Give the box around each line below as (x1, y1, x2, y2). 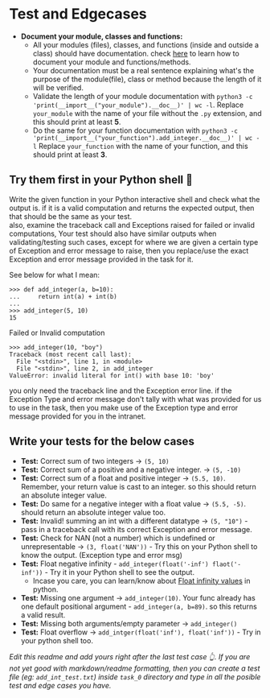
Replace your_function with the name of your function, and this (38, 141, 248, 151)
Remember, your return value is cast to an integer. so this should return (20, 481, 256, 491)
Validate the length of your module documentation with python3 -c (32, 91, 253, 101)
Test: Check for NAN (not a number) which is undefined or (20, 533, 215, 543)
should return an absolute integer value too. (20, 507, 166, 517)
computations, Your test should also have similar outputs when (9, 229, 217, 238)
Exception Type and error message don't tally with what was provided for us (9, 394, 262, 403)
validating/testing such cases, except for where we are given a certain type (9, 237, 259, 246)
